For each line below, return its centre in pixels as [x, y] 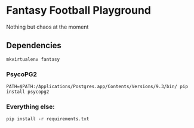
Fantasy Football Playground [78, 10]
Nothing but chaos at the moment [47, 27]
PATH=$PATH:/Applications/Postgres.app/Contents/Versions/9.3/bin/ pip [97, 87]
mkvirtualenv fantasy [33, 59]
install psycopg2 [28, 92]
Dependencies [34, 46]
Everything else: [30, 107]
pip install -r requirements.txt [48, 119]
